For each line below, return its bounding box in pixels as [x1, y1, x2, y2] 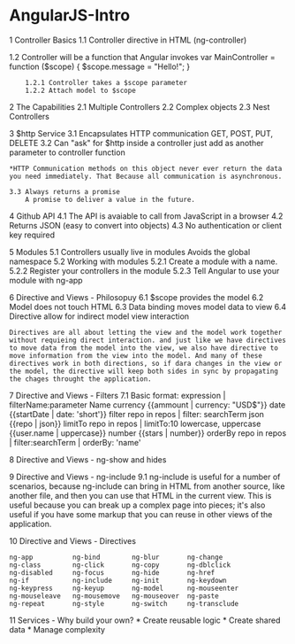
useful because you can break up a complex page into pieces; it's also [9, 500, 266, 510]
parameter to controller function [9, 147, 125, 158]
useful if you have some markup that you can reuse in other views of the [9, 508, 273, 519]
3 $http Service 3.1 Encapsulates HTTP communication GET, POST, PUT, [9, 128, 274, 138]
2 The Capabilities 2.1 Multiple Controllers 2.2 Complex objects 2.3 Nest [9, 101, 270, 112]
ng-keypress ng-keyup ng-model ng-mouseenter [9, 584, 239, 593]
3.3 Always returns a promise [9, 187, 121, 196]
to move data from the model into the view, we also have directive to [9, 343, 278, 353]
